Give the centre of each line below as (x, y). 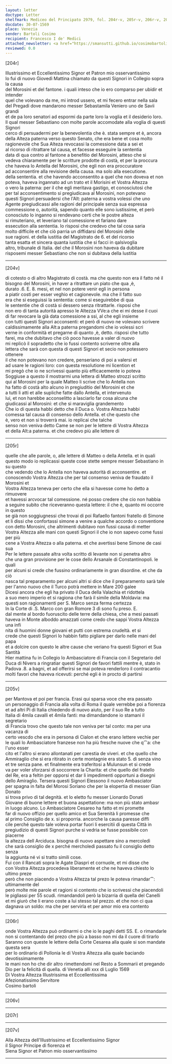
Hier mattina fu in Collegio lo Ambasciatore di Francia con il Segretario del (83, 657)
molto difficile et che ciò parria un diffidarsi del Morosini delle (70, 231)
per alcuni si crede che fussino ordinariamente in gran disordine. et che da (84, 570)
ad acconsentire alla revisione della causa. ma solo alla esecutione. (76, 171)
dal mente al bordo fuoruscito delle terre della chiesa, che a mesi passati (82, 614)
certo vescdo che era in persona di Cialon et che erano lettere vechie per (82, 737)
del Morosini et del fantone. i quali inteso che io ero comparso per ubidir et (84, 89)
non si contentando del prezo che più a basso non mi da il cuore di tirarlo (82, 937)
